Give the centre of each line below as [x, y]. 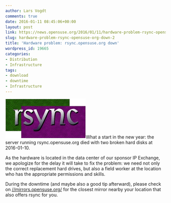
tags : [11, 70]
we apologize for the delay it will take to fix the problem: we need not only [83, 163]
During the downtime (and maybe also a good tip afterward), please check [83, 184]
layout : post [19, 27]
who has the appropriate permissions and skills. [55, 174]
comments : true [21, 16]
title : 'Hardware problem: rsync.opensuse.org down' [62, 43]
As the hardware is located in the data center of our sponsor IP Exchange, [83, 157]
